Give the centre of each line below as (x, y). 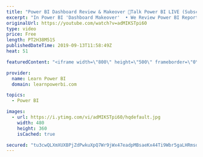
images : (16, 112)
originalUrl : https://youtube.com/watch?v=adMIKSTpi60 (77, 23)
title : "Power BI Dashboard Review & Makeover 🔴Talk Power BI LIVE (93, 12)
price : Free (21, 34)
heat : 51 (17, 51)
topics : (16, 95)
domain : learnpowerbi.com (44, 84)
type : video (21, 29)
